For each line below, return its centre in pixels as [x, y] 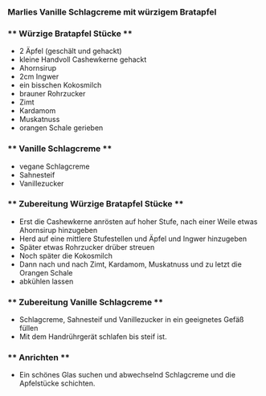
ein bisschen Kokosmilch [60, 85]
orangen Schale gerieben [61, 128]
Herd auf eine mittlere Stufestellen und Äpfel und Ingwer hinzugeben [133, 239]
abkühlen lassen [46, 281]
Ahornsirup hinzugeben [58, 230]
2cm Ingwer [39, 77]
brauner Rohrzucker [52, 94]
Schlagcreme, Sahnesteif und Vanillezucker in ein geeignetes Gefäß [131, 320]
